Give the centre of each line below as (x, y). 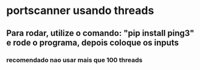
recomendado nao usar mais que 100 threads (74, 60)
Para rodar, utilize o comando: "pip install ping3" (100, 33)
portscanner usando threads (80, 11)
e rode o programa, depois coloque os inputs (93, 42)
